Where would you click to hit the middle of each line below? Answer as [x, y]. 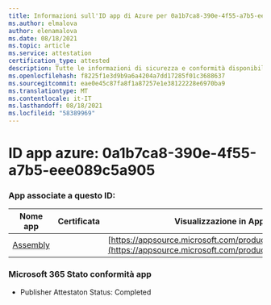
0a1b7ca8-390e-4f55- [179, 153]
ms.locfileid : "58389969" [52, 114]
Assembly [31, 245]
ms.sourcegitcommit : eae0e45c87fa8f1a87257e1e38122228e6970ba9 [117, 83]
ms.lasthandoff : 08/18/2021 [56, 106]
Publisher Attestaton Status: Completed [85, 292]
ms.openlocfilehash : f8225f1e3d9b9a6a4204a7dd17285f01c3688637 [117, 76]
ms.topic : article [39, 46]
